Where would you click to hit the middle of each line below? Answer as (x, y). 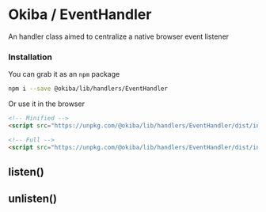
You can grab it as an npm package (64, 74)
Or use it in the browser (47, 104)
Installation (30, 57)
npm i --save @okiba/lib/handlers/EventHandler (88, 89)
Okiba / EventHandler (80, 15)
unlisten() (33, 199)
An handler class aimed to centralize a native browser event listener (119, 36)
